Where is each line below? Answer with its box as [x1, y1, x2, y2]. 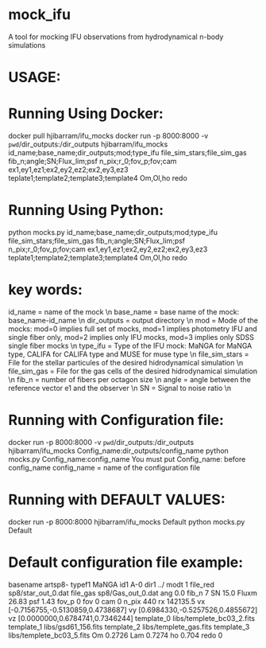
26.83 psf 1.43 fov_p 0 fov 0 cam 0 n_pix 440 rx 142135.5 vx [8, 596, 206, 606]
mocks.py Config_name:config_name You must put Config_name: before [8, 454, 246, 463]
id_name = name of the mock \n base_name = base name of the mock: [8, 306, 240, 316]
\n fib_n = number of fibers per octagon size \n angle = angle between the [8, 374, 252, 384]
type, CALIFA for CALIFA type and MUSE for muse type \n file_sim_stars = [8, 349, 249, 359]
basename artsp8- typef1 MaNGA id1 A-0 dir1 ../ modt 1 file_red [8, 580, 214, 589]
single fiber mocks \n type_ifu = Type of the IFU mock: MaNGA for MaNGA [8, 341, 253, 350]
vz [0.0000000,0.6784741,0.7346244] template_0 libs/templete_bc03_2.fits [8, 613, 256, 623]
